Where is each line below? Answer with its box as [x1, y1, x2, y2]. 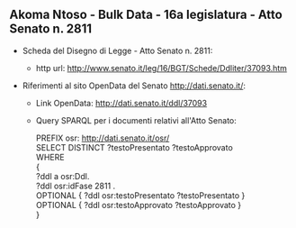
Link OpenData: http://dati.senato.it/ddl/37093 [35, 97, 208, 108]
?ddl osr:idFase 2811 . [35, 180, 116, 191]
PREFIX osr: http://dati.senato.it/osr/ [35, 132, 170, 143]
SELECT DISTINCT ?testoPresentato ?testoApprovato [35, 141, 234, 152]
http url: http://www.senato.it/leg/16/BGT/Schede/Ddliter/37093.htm [35, 62, 288, 73]
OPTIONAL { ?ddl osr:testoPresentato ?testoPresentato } [35, 189, 246, 201]
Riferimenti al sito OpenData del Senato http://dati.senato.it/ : [22, 80, 246, 91]
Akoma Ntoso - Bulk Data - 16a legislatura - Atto [9, 7, 283, 23]
